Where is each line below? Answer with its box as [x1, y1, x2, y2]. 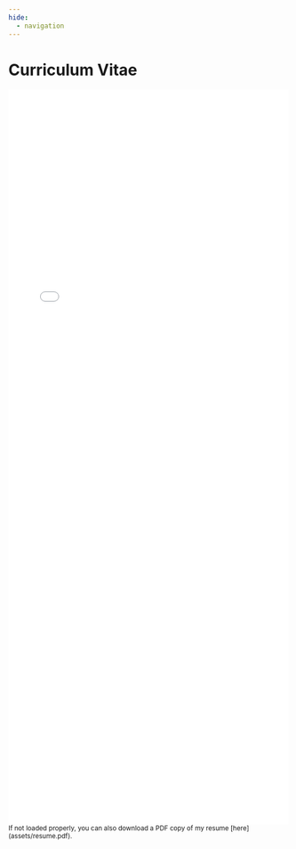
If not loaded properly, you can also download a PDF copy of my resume [8, 824, 229, 833]
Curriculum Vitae [8, 60, 138, 80]
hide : [8, 12, 28, 22]
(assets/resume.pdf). [8, 832, 73, 841]
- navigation [16, 21, 65, 30]
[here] [229, 824, 250, 833]
